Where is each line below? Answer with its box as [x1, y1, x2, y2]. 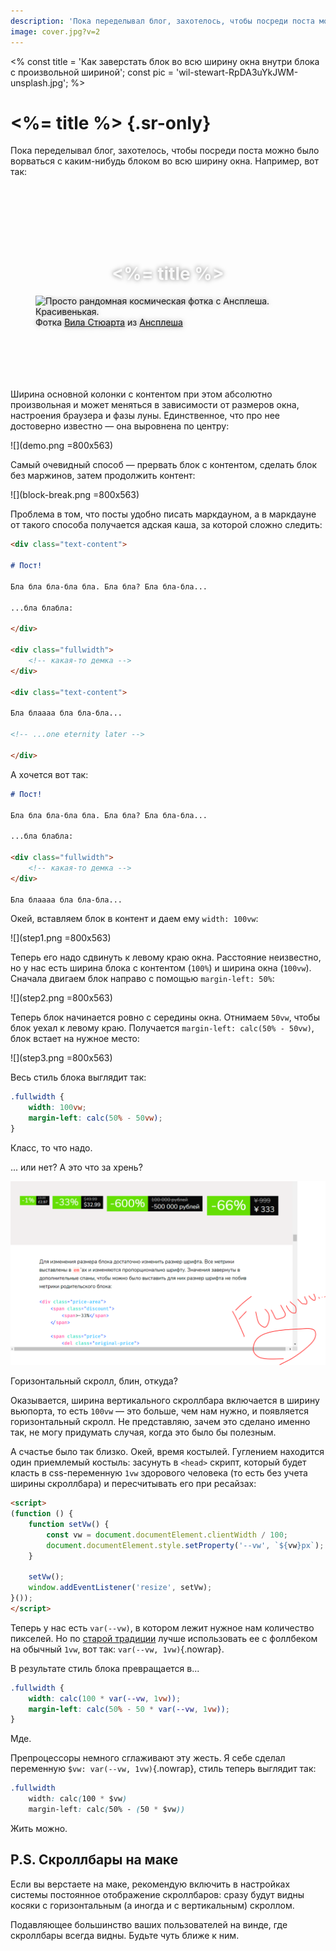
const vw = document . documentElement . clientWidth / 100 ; [46, 1530, 288, 1540]
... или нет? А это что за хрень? [10, 1161, 143, 1173]
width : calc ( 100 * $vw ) [28, 1794, 128, 1804]
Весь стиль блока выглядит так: [10, 1071, 147, 1084]
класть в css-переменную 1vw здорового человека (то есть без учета [10, 1467, 308, 1479]
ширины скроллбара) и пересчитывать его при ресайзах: [10, 1478, 257, 1490]
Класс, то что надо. [10, 1141, 93, 1154]
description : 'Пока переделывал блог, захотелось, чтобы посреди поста [10, 16, 315, 26]
